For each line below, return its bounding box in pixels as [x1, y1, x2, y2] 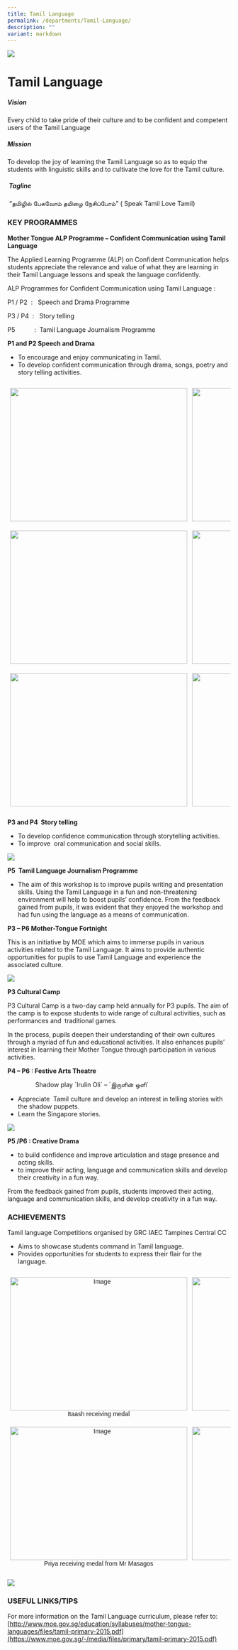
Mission [7, 140, 32, 148]
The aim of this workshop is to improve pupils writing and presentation [17, 880, 224, 888]
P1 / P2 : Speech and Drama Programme [7, 298, 130, 306]
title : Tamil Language [7, 10, 74, 18]
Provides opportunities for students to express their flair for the [17, 1249, 202, 1258]
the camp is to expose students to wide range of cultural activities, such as [7, 1008, 226, 1017]
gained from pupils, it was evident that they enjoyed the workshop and [17, 902, 224, 911]
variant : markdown [7, 30, 62, 38]
